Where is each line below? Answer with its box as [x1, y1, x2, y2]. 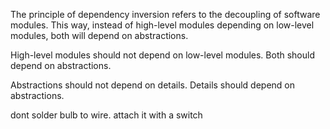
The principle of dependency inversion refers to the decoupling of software [10, 9, 321, 20]
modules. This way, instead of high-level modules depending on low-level [10, 19, 315, 31]
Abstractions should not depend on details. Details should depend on [10, 79, 295, 91]
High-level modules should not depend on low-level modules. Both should [10, 49, 315, 61]
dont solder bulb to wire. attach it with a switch [10, 109, 203, 121]
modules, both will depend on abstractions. [10, 30, 189, 41]
